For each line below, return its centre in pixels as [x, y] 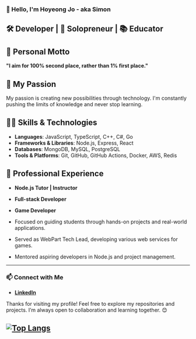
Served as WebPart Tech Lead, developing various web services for [96, 239]
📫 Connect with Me [35, 278]
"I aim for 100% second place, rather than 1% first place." [77, 66]
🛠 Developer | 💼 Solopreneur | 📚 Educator [85, 29]
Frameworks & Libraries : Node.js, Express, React [74, 143]
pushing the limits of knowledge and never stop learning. [74, 104]
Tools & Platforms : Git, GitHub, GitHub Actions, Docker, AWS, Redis [96, 155]
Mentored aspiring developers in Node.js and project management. [95, 257]
